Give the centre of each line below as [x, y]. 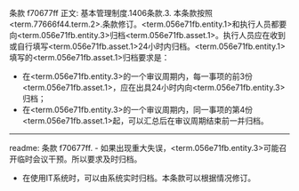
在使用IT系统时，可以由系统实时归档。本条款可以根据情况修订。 [139, 178]
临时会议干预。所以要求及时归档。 [79, 159]
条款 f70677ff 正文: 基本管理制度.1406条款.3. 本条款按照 [111, 13]
